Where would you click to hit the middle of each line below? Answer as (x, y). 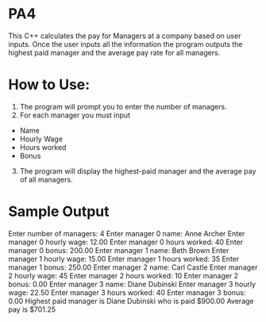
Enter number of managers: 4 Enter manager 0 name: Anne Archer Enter (127, 233)
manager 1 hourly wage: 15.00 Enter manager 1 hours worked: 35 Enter (124, 259)
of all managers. (46, 179)
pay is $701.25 (32, 309)
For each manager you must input (75, 115)
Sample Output (59, 212)
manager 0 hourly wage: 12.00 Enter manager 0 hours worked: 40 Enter (126, 242)
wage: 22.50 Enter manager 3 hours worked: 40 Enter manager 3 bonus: (127, 292)
